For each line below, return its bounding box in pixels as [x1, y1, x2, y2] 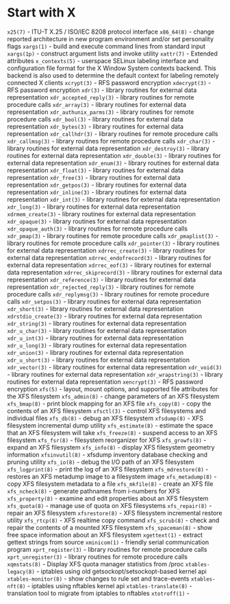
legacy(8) [7, 568, 36, 575]
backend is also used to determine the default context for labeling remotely [7, 71, 219, 80]
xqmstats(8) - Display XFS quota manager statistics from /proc [7, 559, 184, 568]
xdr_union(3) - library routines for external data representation [7, 348, 183, 356]
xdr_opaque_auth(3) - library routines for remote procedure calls [7, 224, 188, 233]
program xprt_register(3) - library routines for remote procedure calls [7, 545, 207, 553]
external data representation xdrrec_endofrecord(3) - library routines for [7, 253, 212, 262]
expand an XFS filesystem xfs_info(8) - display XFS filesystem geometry [7, 443, 215, 451]
